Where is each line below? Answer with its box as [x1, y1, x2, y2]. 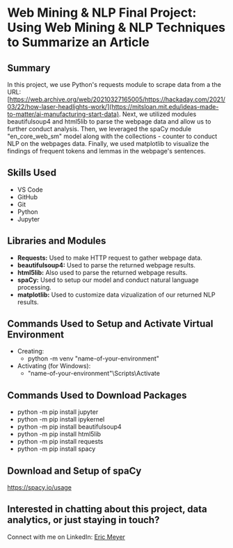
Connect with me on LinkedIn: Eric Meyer [7, 533, 125, 541]
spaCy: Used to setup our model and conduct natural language [17, 276, 200, 284]
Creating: [17, 347, 45, 356]
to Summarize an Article [7, 35, 150, 50]
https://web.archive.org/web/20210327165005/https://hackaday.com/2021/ [9, 95, 226, 103]
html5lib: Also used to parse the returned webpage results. [17, 268, 188, 276]
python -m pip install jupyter [17, 408, 99, 416]
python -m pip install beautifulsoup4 [17, 422, 122, 431]
